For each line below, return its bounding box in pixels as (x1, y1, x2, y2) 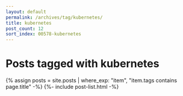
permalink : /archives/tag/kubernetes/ (5, 14, 103, 20)
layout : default (5, 8, 46, 15)
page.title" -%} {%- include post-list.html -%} (5, 83, 119, 91)
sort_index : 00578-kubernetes (5, 31, 82, 37)
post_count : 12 (5, 25, 44, 32)
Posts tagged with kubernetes (5, 57, 160, 71)
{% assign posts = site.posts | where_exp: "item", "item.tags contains (5, 77, 178, 84)
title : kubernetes (5, 20, 52, 26)
